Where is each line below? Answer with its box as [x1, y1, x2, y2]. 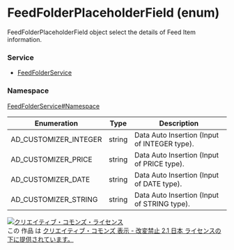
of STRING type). [134, 198, 190, 208]
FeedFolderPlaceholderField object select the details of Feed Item [7, 28, 196, 36]
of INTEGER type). [134, 139, 194, 148]
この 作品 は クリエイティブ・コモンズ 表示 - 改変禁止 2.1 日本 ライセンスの [7, 226, 221, 235]
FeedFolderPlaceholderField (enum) [7, 5, 220, 21]
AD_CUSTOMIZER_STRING [10, 194, 98, 204]
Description [159, 118, 199, 128]
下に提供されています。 [7, 235, 75, 243]
